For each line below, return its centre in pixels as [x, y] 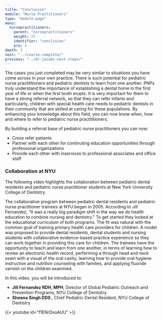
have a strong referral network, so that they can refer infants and [69, 99]
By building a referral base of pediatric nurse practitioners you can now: [77, 128]
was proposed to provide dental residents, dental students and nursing [75, 232]
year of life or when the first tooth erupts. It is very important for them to [77, 94]
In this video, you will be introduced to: [44, 278]
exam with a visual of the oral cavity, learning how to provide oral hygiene [78, 258]
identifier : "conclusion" [40, 41]
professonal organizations [38, 148]
